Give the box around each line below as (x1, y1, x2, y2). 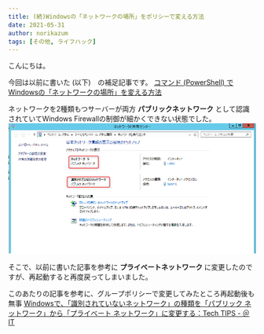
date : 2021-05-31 (8, 20, 65, 29)
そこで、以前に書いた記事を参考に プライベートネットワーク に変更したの (8, 262, 246, 271)
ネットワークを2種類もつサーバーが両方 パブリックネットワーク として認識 (8, 105, 250, 114)
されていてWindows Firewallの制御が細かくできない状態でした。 (8, 114, 216, 123)
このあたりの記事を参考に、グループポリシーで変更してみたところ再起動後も (8, 288, 255, 298)
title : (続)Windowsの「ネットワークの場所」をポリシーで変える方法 (8, 13, 204, 20)
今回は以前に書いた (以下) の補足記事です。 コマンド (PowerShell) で (8, 78, 234, 87)
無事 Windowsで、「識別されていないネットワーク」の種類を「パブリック (8, 299, 243, 308)
